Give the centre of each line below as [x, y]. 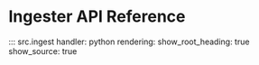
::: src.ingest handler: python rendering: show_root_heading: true [129, 42]
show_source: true [43, 51]
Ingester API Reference [97, 17]
